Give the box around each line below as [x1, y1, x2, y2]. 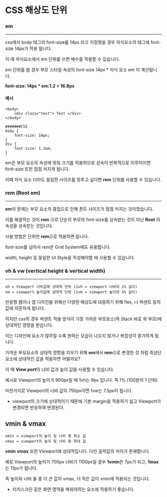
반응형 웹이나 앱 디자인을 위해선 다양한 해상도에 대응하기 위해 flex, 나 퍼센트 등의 [5, 299, 161, 305]
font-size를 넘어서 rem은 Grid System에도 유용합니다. [5, 244, 111, 250]
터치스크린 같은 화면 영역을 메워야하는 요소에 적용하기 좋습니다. [12, 487, 135, 493]
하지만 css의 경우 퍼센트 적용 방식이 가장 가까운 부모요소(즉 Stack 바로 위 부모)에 [5, 316, 162, 322]
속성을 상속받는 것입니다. [5, 223, 53, 229]
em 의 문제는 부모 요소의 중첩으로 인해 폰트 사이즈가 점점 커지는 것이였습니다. [5, 206, 154, 212]
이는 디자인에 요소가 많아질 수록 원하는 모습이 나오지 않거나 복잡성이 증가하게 [5, 333, 154, 339]
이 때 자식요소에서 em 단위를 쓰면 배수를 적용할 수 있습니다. [5, 56, 120, 62]
